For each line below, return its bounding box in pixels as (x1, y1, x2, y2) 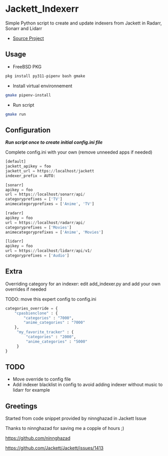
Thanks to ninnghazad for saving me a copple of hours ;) (5, 425, 125, 432)
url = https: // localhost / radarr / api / (5, 220, 86, 225)
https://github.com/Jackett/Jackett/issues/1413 (5, 445, 104, 451)
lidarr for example (12, 387, 50, 393)
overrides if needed (5, 286, 47, 292)
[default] (5, 159, 26, 164)
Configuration (5, 125, 51, 134)
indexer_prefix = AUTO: (5, 173, 56, 179)
